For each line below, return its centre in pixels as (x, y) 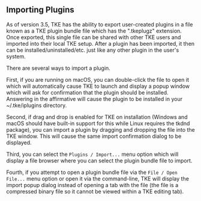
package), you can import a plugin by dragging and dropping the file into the (100, 129)
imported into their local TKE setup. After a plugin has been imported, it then (100, 43)
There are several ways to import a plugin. (58, 68)
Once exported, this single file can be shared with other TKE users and (94, 37)
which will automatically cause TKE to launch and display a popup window (98, 86)
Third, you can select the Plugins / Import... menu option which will (92, 154)
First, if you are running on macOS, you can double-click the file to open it (97, 79)
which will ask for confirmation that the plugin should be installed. (88, 92)
